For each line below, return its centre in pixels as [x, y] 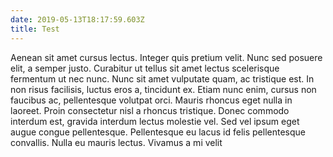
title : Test [35, 29]
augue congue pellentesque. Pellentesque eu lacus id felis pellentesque [158, 132]
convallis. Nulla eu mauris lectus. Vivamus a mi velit [116, 142]
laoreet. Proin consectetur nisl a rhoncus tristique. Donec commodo [150, 110]
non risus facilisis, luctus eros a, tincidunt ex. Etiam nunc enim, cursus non [163, 89]
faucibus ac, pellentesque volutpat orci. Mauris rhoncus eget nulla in [151, 100]
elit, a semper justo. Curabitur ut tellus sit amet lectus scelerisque [145, 68]
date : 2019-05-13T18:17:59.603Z [77, 19]
